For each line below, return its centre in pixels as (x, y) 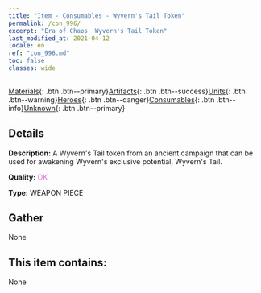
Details (26, 134)
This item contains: (58, 262)
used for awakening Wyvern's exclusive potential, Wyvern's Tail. (116, 161)
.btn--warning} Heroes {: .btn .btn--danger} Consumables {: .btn (112, 99)
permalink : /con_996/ (45, 23)
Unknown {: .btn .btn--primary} (75, 108)
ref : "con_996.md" (39, 53)
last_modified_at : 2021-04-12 (59, 38)
